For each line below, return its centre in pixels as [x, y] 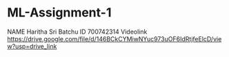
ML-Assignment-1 [59, 13]
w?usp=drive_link [32, 46]
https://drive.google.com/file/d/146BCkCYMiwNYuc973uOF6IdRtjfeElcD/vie [114, 38]
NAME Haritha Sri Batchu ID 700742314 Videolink [77, 32]
